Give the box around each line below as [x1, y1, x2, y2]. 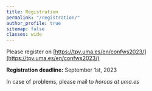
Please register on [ [6, 48, 56, 55]
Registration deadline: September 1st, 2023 [6, 66, 117, 73]
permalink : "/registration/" [6, 15, 80, 21]
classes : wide [6, 32, 43, 38]
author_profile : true [6, 20, 61, 26]
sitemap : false [6, 25, 45, 32]
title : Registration [6, 8, 59, 15]
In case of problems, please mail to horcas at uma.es [6, 78, 140, 86]
